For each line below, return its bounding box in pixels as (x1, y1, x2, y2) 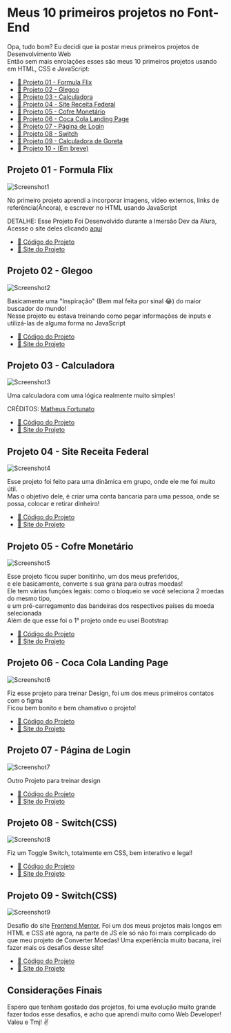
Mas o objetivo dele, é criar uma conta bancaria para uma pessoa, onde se (7, 492, 220, 501)
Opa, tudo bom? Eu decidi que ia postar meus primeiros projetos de (7, 42, 199, 51)
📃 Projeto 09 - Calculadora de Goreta (17, 136, 123, 145)
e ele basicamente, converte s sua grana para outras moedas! (7, 580, 183, 588)
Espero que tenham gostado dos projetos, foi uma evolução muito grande (7, 1003, 217, 1012)
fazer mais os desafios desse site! (7, 944, 104, 952)
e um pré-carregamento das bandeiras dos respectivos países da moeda (7, 602, 214, 610)
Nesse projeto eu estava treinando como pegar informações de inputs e (7, 312, 212, 320)
